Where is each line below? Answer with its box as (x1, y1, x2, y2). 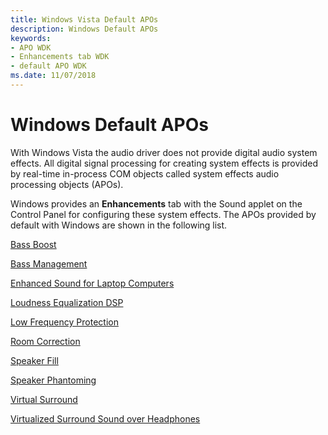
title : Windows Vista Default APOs (10, 14, 159, 25)
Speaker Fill (10, 354, 59, 366)
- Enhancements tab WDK (10, 52, 110, 62)
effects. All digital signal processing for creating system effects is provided (10, 157, 318, 169)
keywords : (10, 33, 52, 43)
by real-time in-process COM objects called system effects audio (10, 167, 280, 180)
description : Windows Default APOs (10, 24, 159, 34)
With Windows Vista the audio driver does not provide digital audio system (10, 146, 318, 158)
